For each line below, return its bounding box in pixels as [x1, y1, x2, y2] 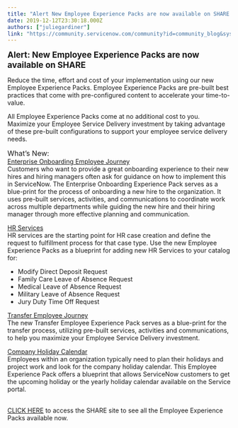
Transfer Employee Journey [7, 311, 89, 320]
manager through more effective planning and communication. [7, 210, 190, 219]
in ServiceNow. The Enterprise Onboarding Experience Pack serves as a [7, 180, 218, 188]
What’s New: [7, 149, 50, 158]
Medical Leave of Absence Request [17, 282, 122, 291]
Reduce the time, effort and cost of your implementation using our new [7, 76, 215, 85]
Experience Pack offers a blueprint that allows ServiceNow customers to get [7, 370, 230, 378]
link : [7, 30, 23, 37]
